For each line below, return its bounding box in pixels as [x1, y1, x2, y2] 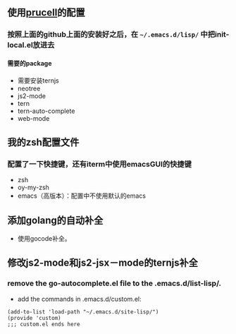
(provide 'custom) [7, 314, 61, 321]
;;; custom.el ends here [7, 321, 80, 328]
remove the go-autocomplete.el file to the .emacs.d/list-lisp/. [7, 278, 222, 288]
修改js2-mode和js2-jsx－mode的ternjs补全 [7, 257, 199, 269]
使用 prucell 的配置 [7, 6, 86, 19]
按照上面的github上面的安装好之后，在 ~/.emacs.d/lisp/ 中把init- [7, 30, 230, 40]
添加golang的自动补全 [7, 214, 104, 226]
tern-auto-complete [17, 107, 75, 115]
